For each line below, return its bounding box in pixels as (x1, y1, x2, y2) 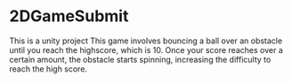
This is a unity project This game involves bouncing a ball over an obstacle (9, 35, 283, 46)
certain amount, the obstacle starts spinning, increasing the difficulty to (9, 54, 272, 64)
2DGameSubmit (9, 6, 129, 26)
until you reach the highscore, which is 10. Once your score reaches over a (9, 44, 283, 55)
